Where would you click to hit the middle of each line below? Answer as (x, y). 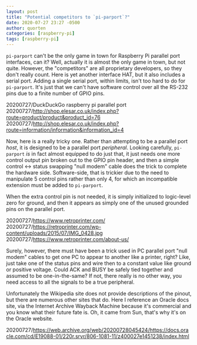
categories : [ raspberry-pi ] (41, 34)
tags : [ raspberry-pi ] (33, 39)
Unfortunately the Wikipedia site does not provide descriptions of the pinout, (99, 293)
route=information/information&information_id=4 (65, 130)
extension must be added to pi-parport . (55, 185)
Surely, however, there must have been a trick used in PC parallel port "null (97, 251)
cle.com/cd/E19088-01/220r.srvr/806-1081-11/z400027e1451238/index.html (98, 336)
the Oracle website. (30, 318)
